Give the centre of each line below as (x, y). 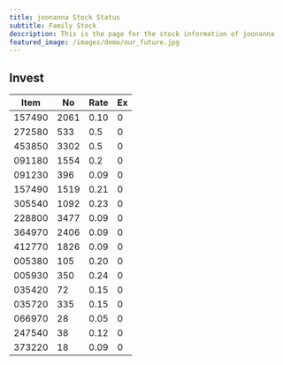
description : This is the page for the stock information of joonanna (142, 34)
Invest (27, 77)
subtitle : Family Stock (53, 26)
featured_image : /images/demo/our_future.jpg (94, 42)
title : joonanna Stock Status (65, 17)
